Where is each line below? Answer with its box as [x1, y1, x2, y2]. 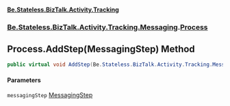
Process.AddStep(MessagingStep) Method [7, 43, 195, 54]
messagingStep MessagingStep [7, 91, 93, 99]
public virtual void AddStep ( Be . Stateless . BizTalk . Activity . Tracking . [7, 61, 213, 68]
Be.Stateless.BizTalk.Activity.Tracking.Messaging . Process [7, 22, 208, 32]
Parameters [7, 75, 41, 84]
